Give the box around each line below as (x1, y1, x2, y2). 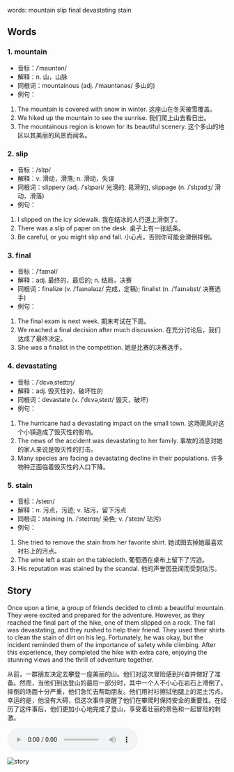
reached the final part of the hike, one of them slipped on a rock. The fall (7, 618, 216, 627)
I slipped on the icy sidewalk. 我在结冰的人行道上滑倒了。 (17, 215, 182, 223)
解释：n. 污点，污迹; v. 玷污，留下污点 (17, 505, 127, 514)
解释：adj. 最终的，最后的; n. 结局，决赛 (17, 276, 132, 285)
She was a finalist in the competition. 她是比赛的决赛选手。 (17, 343, 186, 352)
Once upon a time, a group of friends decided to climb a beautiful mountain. (7, 603, 225, 611)
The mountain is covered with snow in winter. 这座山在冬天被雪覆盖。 (17, 105, 217, 113)
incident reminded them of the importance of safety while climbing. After (7, 640, 216, 648)
